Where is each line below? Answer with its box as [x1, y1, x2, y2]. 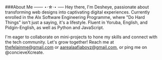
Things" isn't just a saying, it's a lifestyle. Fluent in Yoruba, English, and [5, 19, 148, 25]
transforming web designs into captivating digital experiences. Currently [5, 9, 150, 15]
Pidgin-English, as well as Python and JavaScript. [5, 25, 105, 30]
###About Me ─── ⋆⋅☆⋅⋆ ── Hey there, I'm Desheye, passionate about [5, 4, 149, 10]
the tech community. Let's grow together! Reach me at [5, 39, 114, 45]
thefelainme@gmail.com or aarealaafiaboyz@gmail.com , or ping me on [5, 45, 147, 50]
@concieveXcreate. [5, 49, 44, 55]
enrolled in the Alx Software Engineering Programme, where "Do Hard [5, 15, 145, 20]
